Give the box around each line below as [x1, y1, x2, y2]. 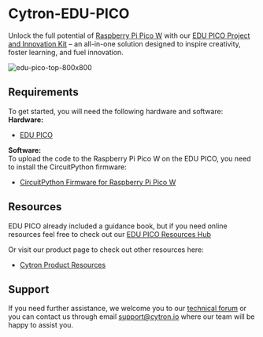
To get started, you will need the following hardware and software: [8, 106, 224, 116]
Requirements [8, 86, 79, 99]
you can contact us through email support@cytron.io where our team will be [8, 312, 255, 321]
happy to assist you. [8, 320, 73, 330]
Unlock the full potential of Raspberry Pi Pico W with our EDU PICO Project [8, 31, 250, 40]
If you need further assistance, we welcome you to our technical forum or [8, 304, 246, 313]
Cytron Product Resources [19, 260, 106, 269]
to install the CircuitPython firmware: [8, 162, 128, 172]
